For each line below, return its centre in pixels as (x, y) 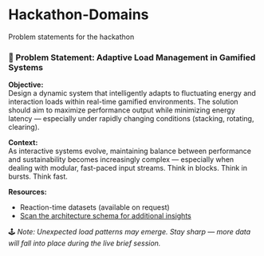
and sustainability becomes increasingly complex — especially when (121, 160)
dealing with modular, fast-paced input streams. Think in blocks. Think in (128, 168)
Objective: (26, 85)
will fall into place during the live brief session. (85, 243)
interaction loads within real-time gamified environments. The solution (123, 102)
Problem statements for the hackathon (71, 37)
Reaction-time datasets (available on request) (95, 207)
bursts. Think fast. (38, 176)
